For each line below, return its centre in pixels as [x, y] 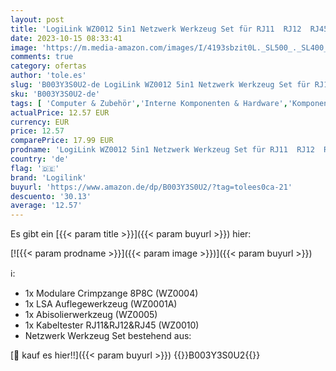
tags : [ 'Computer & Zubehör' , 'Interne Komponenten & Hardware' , [149, 103]
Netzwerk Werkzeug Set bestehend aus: [108, 336]
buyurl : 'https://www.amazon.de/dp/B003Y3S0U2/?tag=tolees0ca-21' [151, 187]
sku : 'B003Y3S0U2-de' [55, 94]
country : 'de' [40, 159]
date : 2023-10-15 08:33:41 [66, 38]
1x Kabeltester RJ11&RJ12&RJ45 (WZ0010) [112, 325]
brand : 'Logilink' [48, 177]
